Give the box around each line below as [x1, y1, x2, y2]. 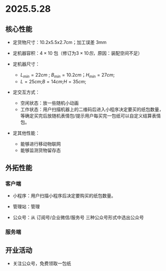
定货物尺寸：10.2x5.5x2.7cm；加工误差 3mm [12, 39, 107, 45]
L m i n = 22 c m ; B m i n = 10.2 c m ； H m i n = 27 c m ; [20, 72, 115, 79]
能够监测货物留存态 [20, 147, 61, 153]
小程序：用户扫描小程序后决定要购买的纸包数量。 [12, 193, 116, 199]
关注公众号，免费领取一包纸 [12, 260, 72, 266]
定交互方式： [12, 89, 40, 95]
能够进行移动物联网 [20, 141, 61, 147]
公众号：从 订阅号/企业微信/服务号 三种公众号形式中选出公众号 [12, 214, 144, 220]
